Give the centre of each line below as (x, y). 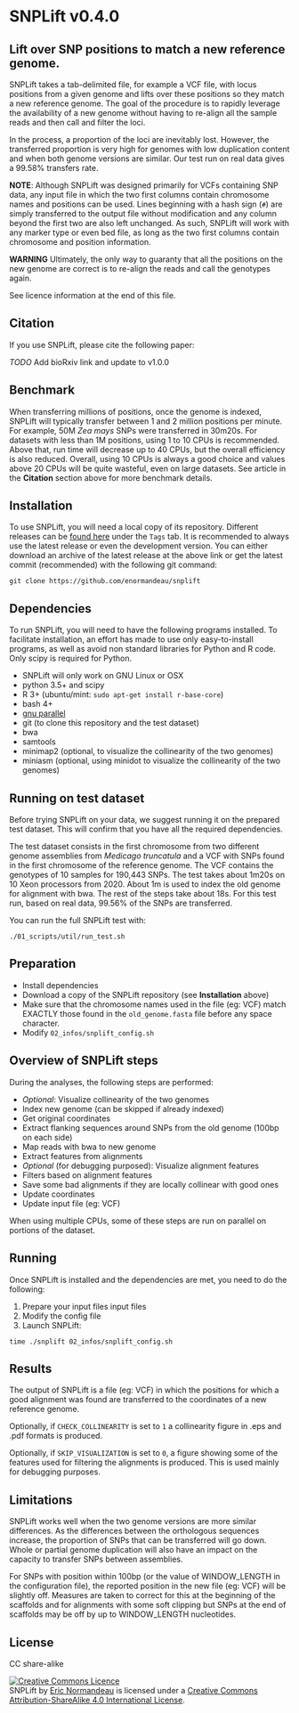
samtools (39, 742)
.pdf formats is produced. (56, 1436)
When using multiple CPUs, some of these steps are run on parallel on (138, 1221)
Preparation (43, 964)
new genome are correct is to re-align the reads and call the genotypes (140, 268)
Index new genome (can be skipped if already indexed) (123, 1108)
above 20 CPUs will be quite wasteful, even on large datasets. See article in (148, 468)
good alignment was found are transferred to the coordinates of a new (138, 1400)
